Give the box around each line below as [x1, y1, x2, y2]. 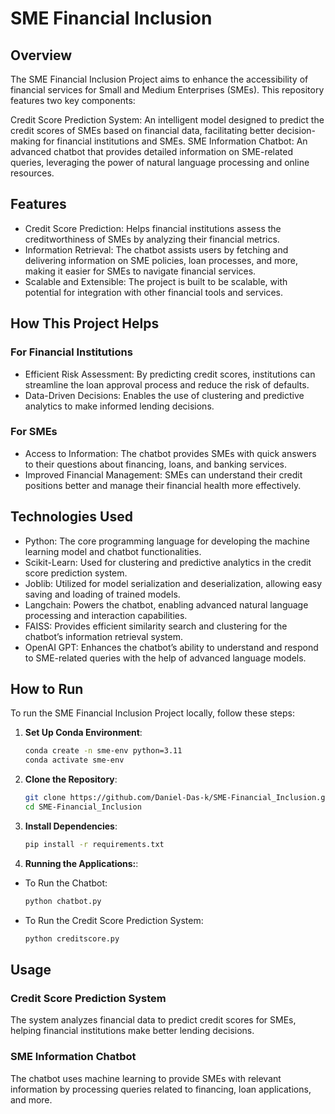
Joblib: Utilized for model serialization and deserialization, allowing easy [24, 577, 323, 589]
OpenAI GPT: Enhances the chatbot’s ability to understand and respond [24, 641, 319, 653]
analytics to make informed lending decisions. [24, 400, 215, 412]
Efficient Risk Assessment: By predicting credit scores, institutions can [24, 368, 316, 380]
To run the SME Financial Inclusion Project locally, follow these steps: [10, 707, 295, 719]
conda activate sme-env [24, 755, 125, 766]
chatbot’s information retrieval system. [24, 630, 183, 642]
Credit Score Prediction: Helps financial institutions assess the [24, 222, 282, 234]
